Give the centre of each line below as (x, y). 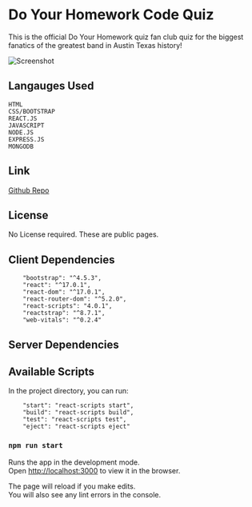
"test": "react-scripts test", (75, 420)
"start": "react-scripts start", (78, 405)
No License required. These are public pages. (84, 234)
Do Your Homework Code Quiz (111, 15)
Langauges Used (51, 86)
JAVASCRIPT (26, 126)
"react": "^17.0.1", (57, 285)
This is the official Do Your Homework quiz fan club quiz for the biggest (126, 37)
